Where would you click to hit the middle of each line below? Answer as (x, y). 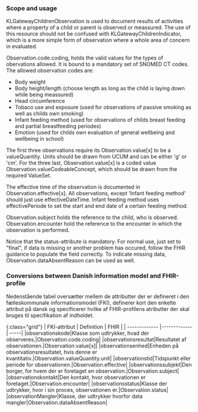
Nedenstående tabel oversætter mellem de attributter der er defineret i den (98, 296)
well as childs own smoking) (49, 113)
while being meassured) (44, 95)
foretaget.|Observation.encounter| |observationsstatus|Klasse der (87, 384)
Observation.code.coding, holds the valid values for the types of (85, 58)
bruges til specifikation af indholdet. (50, 315)
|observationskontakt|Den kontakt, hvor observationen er (76, 377)
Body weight (30, 82)
